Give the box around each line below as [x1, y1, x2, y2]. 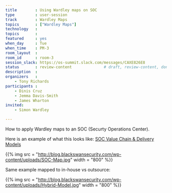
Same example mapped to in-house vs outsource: [5, 167, 111, 173]
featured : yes [5, 36, 47, 41]
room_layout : [5, 50, 38, 55]
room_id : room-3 [5, 55, 54, 60]
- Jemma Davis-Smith [14, 93, 58, 98]
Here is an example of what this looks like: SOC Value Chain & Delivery [5, 136, 155, 142]
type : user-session [5, 12, 68, 17]
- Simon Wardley [14, 108, 50, 113]
